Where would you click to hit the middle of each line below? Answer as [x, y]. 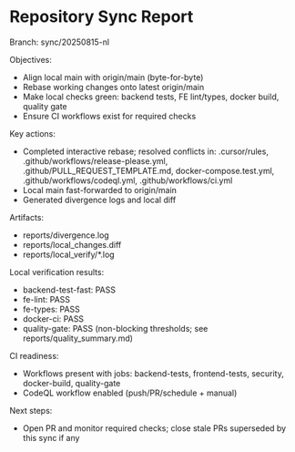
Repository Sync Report [102, 17]
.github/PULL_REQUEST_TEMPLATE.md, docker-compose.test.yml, [148, 170]
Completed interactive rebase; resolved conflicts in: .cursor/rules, [145, 151]
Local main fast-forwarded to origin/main [100, 190]
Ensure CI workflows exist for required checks [109, 116]
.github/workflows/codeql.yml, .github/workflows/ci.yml [127, 180]
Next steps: [31, 410]
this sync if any [51, 437]
